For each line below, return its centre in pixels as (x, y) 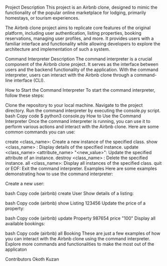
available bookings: (25, 223)
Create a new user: (25, 184)
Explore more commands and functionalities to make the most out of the (80, 244)
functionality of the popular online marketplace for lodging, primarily (76, 13)
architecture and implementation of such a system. (58, 49)
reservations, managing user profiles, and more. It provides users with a (79, 38)
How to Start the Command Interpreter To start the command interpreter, (80, 90)
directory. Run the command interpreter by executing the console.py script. (83, 111)
